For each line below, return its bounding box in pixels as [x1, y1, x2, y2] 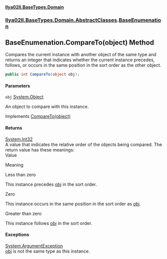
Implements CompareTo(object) [5, 113, 71, 119]
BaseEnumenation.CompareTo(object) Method [5, 38, 154, 47]
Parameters [5, 83, 30, 89]
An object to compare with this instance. [5, 103, 89, 110]
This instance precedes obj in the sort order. [5, 181, 97, 187]
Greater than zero [5, 210, 42, 216]
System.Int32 [5, 136, 33, 142]
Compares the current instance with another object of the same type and [5, 52, 157, 58]
